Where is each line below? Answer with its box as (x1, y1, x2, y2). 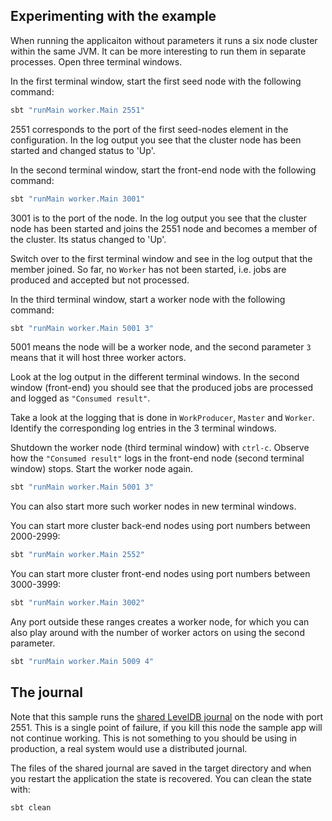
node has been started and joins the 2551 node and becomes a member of (10, 222, 318, 234)
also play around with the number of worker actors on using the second (10, 627, 305, 639)
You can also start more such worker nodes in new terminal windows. (10, 500, 297, 513)
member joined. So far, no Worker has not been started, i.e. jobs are (10, 263, 287, 275)
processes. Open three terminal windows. (10, 55, 183, 68)
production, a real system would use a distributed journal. (10, 742, 248, 754)
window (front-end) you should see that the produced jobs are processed (10, 382, 314, 394)
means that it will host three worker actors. (10, 352, 187, 364)
